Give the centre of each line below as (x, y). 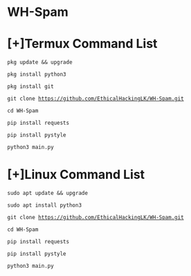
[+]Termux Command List (82, 44)
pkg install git (30, 87)
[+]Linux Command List (76, 175)
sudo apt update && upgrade (48, 193)
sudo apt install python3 (44, 205)
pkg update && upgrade (40, 62)
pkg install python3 (37, 75)
